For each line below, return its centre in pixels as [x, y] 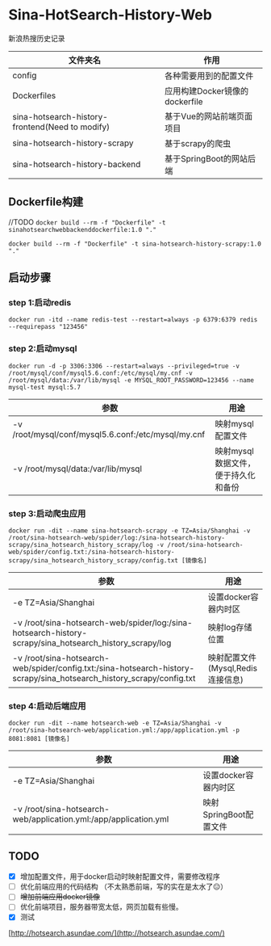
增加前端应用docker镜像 [60, 897]
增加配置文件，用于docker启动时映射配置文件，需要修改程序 [120, 877]
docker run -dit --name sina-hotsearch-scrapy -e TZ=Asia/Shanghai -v [129, 531]
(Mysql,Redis [233, 668]
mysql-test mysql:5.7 [45, 387]
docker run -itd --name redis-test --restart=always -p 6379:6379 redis [133, 320]
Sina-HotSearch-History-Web [110, 15]
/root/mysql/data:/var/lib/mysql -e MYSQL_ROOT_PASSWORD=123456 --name [131, 380]
